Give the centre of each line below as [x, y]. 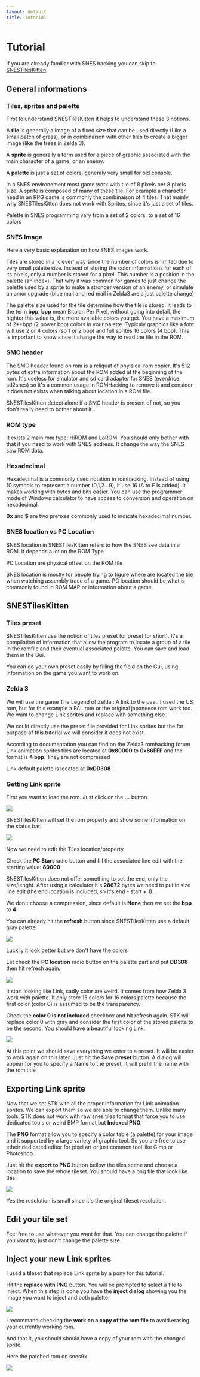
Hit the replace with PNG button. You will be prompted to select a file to [94, 1285]
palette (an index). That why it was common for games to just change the [96, 281]
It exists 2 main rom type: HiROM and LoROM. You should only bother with [98, 438]
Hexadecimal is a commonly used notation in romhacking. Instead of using [98, 479]
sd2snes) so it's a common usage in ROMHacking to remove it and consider [99, 385]
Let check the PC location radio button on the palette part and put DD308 [97, 962]
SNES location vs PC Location [50, 532]
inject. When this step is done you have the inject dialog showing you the [96, 1291]
